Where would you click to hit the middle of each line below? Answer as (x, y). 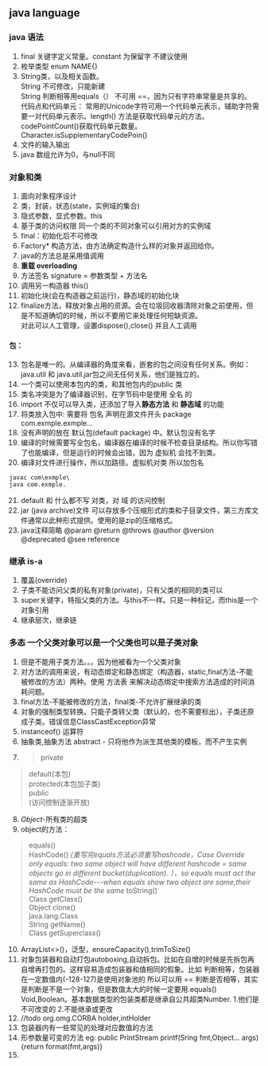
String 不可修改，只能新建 (63, 86)
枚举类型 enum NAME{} (59, 66)
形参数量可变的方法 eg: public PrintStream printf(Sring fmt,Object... (130, 1037)
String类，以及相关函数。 (62, 76)
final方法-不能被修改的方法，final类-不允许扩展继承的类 (111, 702)
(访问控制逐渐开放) (59, 802)
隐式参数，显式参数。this (61, 215)
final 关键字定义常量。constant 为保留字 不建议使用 (104, 56)
